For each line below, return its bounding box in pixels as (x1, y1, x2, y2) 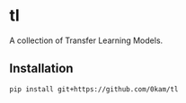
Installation (9, 61, 74, 76)
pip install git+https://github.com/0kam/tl (9, 84, 179, 94)
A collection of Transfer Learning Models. (9, 35, 164, 46)
